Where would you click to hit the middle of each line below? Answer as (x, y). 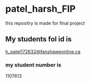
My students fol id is (39, 39)
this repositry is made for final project (45, 23)
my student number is (33, 65)
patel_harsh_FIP (41, 9)
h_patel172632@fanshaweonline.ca (43, 51)
